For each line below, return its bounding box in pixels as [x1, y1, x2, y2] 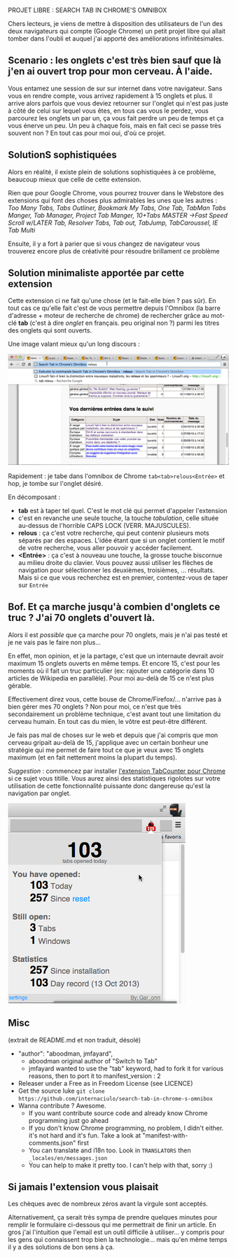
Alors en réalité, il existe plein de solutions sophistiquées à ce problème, [8, 167, 216, 176]
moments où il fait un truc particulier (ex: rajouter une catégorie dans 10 [8, 666, 215, 675]
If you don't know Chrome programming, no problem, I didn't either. [28, 1124, 224, 1132]
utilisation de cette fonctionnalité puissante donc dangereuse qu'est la [8, 781, 211, 790]
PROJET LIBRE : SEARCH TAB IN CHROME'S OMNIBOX [8, 6, 167, 14]
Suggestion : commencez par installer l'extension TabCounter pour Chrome [8, 767, 226, 775]
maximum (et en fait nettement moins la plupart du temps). [8, 753, 177, 762]
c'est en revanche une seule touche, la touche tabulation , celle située [18, 514, 219, 522]
